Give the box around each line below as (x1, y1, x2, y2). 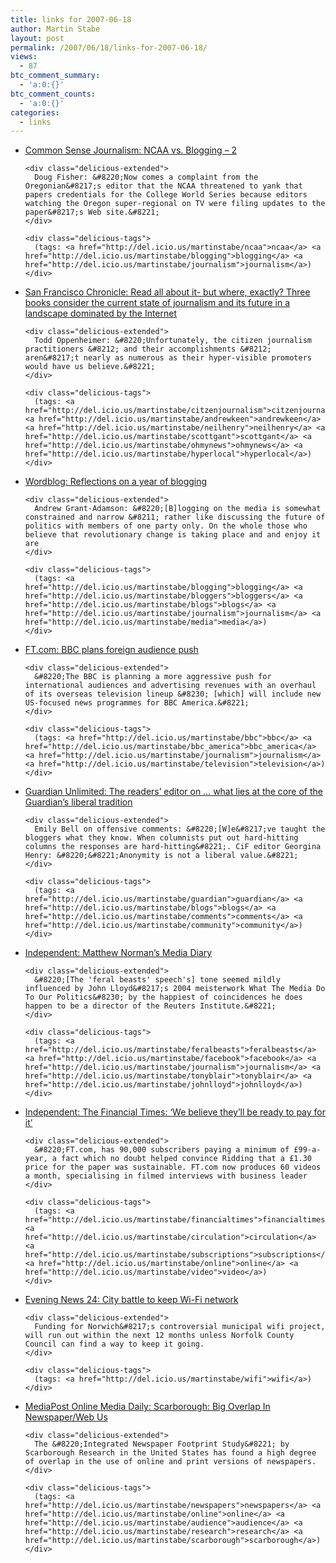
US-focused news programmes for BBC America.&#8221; (24, 698, 250, 708)
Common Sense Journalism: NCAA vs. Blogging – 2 (24, 144, 238, 156)
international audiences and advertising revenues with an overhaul (24, 681, 317, 691)
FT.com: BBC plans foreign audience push (24, 644, 199, 656)
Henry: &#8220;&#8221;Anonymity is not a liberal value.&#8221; (24, 851, 299, 861)
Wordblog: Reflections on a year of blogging (24, 476, 208, 488)
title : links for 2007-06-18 (10, 14, 132, 25)
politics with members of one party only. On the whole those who (24, 521, 308, 531)
